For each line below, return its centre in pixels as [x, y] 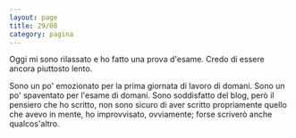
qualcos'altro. [34, 124]
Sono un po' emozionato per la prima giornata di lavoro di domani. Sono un [147, 86]
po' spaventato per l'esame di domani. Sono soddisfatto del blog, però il [142, 95]
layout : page [34, 17]
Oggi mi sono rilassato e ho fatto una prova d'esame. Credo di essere [137, 60]
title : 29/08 [34, 26]
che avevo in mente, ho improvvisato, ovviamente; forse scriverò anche [141, 114]
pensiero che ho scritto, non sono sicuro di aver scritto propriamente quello [148, 105]
